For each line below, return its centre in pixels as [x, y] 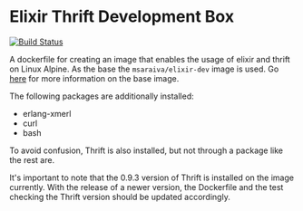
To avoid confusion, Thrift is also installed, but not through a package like [147, 150]
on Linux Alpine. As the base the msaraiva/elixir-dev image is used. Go [144, 69]
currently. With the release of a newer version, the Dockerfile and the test [147, 187]
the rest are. [32, 159]
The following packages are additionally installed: [102, 96]
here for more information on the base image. [94, 78]
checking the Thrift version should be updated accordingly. [120, 197]
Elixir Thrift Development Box [122, 17]
